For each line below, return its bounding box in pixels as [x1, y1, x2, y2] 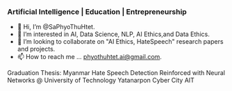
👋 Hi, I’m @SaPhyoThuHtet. [17, 23, 95, 31]
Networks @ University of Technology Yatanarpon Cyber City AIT [7, 76, 194, 85]
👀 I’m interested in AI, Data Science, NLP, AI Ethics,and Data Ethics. [17, 30, 210, 38]
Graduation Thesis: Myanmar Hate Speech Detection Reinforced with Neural [7, 69, 226, 77]
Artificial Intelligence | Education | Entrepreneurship [7, 7, 188, 17]
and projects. [17, 45, 56, 53]
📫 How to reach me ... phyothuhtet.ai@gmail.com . [17, 53, 162, 61]
